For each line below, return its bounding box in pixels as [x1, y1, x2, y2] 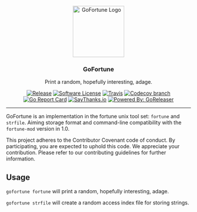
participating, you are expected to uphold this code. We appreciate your [6, 143, 180, 150]
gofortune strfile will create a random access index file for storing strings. [6, 199, 189, 206]
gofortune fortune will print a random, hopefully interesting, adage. [6, 188, 169, 195]
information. [6, 155, 36, 162]
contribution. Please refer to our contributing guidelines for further [6, 149, 167, 156]
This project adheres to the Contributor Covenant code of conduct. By [6, 136, 176, 143]
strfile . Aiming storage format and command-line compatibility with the [6, 119, 182, 126]
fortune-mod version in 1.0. [6, 125, 70, 132]
